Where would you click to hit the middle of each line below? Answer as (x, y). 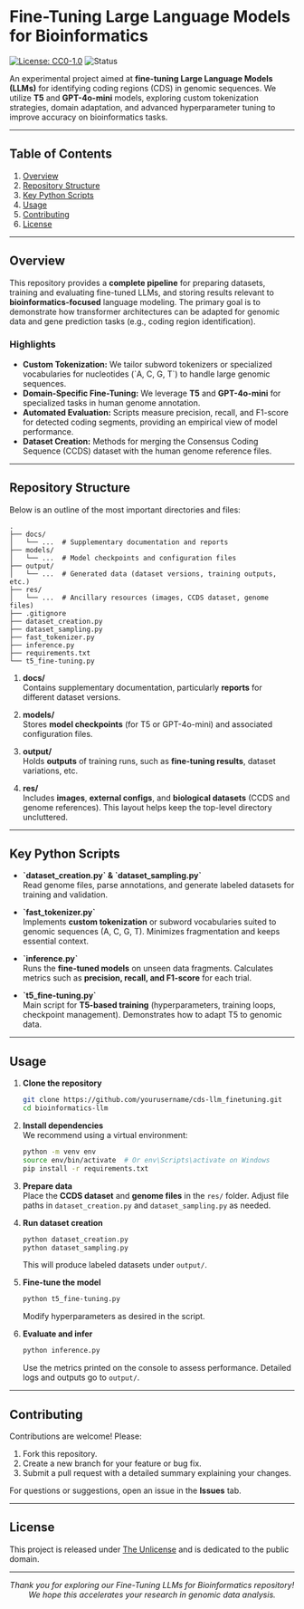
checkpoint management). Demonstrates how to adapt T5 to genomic (152, 1015)
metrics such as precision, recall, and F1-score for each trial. (137, 978)
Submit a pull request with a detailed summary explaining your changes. (157, 1472)
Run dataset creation (63, 1222)
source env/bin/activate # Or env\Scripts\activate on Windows (146, 1160)
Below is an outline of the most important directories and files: (125, 510)
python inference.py (61, 1351)
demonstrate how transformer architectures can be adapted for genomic (145, 311)
